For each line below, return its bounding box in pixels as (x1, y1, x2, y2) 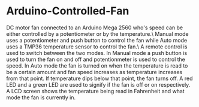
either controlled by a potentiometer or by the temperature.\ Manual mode (6, 30, 189, 37)
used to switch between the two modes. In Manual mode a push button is (6, 49, 188, 56)
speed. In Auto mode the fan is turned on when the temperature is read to (6, 62, 188, 69)
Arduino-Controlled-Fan (6, 4, 129, 18)
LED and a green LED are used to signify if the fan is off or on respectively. (6, 81, 191, 88)
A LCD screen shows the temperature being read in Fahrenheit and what (6, 87, 185, 94)
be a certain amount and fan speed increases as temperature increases (6, 68, 183, 75)
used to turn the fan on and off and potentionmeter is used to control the (6, 56, 186, 63)
